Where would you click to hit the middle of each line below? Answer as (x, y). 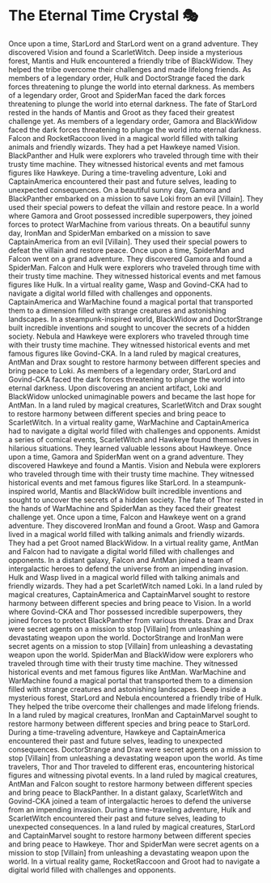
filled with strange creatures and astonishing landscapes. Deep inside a (127, 689)
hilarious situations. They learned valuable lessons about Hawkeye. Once (130, 448)
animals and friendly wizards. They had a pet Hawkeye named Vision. (124, 147)
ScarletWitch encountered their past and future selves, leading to (117, 818)
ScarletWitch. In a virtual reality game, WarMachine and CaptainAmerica (129, 422)
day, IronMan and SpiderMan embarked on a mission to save (110, 232)
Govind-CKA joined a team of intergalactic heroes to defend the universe (130, 801)
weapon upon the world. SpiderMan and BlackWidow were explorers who (131, 655)
